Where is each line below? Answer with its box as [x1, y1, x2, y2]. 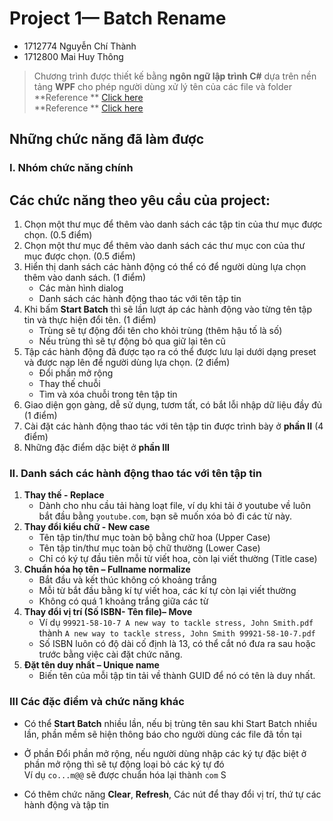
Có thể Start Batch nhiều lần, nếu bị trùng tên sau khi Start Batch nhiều [23, 717, 317, 729]
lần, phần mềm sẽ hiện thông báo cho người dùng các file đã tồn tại [23, 728, 302, 740]
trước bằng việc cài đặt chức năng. [38, 648, 183, 661]
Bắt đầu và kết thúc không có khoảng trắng [38, 574, 217, 586]
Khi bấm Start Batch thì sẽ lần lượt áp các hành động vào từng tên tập [23, 303, 313, 316]
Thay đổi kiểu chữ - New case [23, 521, 151, 533]
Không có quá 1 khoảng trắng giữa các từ [38, 595, 209, 607]
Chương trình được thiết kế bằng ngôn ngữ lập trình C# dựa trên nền [33, 70, 317, 82]
